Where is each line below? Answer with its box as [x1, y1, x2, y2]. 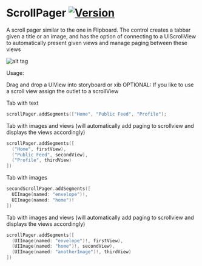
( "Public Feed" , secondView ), [12, 152, 88, 158]
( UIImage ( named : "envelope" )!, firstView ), [12, 237, 123, 243]
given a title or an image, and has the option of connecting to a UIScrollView [6, 32, 197, 40]
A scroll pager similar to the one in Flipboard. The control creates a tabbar [6, 26, 191, 33]
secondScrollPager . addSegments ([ [6, 186, 91, 192]
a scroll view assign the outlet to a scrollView [6, 87, 119, 94]
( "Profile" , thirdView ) [12, 157, 72, 164]
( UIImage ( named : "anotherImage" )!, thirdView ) [12, 249, 132, 255]
